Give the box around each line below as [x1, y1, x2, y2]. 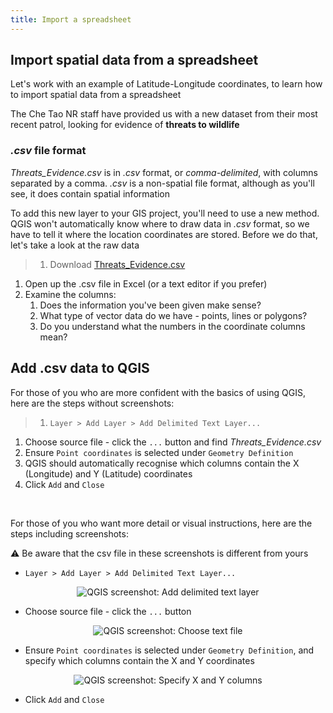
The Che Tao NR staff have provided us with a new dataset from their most [10, 108, 318, 120]
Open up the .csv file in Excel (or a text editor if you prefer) [24, 277, 268, 290]
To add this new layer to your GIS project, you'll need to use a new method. [10, 207, 320, 219]
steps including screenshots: [10, 527, 129, 540]
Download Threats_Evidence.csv [49, 258, 186, 270]
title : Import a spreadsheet [10, 14, 132, 25]
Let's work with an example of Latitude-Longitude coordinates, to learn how [10, 78, 323, 90]
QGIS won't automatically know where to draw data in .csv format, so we [10, 217, 310, 230]
